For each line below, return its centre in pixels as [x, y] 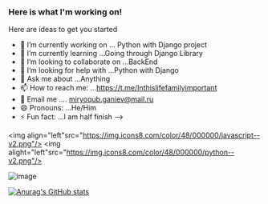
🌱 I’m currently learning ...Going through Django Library [111, 54]
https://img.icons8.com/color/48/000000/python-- [150, 152]
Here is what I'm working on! [65, 12]
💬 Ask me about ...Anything [65, 79]
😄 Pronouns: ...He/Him [58, 108]
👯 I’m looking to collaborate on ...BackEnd [89, 62]
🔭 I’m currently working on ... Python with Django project [113, 45]
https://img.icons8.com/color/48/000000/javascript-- [172, 135]
